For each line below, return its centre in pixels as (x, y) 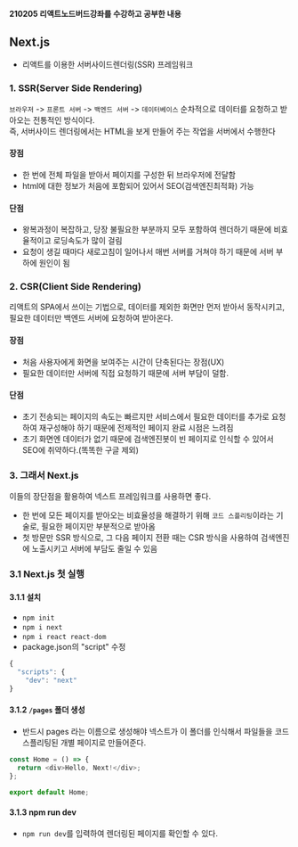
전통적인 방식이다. (64, 119)
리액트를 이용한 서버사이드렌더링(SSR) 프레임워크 (108, 65)
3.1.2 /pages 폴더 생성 (48, 710)
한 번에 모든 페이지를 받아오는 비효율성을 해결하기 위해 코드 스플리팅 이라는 (148, 515)
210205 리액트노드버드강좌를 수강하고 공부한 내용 (96, 13)
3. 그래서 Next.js (44, 475)
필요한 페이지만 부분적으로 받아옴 (98, 527)
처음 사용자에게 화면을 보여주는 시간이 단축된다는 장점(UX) (123, 362)
